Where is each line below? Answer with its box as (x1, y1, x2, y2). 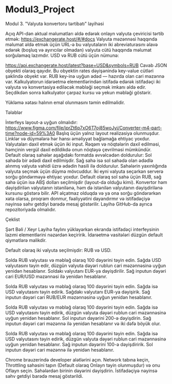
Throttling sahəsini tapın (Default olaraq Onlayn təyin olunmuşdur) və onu (5, 362, 161, 368)
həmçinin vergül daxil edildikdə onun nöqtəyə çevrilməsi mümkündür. (5, 146, 152, 152)
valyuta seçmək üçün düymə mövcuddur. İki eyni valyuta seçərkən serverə (5, 168, 163, 174)
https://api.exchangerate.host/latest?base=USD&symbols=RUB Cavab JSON (5, 62, 167, 68)
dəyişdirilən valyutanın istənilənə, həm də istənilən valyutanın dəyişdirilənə (5, 185, 163, 191)
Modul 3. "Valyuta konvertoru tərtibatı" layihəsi (5, 21, 104, 27)
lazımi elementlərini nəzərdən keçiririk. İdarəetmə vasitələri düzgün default (5, 232, 163, 238)
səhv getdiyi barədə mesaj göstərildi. (5, 373, 84, 379)
